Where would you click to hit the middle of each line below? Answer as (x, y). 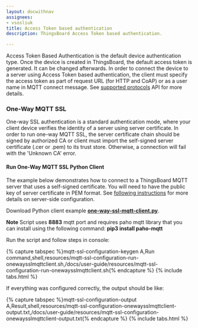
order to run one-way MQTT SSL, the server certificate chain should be (93, 135)
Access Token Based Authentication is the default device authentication (94, 56)
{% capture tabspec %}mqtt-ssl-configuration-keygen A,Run (80, 251)
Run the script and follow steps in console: (58, 240)
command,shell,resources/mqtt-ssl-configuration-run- (72, 257)
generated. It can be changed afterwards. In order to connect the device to (97, 68)
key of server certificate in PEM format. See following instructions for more (97, 193)
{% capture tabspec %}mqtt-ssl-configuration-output (72, 300)
